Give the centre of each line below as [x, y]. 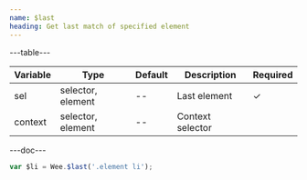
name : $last [32, 18]
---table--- [30, 52]
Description [210, 75]
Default [152, 75]
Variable [33, 75]
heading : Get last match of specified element [100, 26]
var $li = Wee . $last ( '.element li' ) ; [81, 166]
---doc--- [28, 150]
